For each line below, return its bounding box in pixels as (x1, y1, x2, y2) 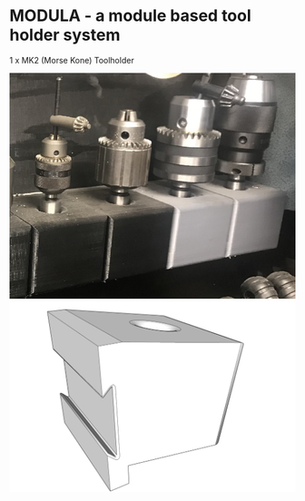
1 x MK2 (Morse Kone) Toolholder (9, 54, 134, 65)
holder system (9, 25, 121, 45)
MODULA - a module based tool (9, 5, 251, 26)
